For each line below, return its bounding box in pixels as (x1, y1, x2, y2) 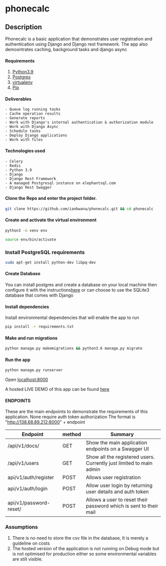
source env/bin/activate (5, 237, 56, 242)
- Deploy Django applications (5, 133, 68, 138)
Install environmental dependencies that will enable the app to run (5, 314, 139, 320)
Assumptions (5, 524, 38, 531)
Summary (110, 431, 134, 438)
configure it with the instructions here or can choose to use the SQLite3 (5, 287, 150, 293)
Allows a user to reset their (85, 497, 148, 503)
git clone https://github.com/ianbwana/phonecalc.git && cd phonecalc (5, 206, 154, 211)
